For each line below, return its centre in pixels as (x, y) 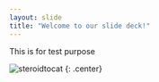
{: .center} (84, 69)
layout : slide (36, 17)
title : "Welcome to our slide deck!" (80, 26)
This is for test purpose (53, 51)
